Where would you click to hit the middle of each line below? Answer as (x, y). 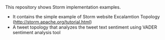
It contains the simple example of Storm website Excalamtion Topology (86, 17)
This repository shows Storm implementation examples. (63, 7)
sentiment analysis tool (36, 32)
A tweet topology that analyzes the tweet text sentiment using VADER (85, 27)
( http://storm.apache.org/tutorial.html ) (52, 22)
